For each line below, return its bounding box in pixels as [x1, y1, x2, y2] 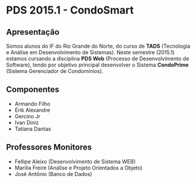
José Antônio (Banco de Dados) [14, 170, 92, 177]
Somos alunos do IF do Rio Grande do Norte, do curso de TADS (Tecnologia [6, 42, 190, 49]
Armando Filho [14, 100, 51, 107]
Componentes [6, 85, 60, 95]
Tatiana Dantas [14, 125, 51, 132]
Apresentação [6, 27, 60, 37]
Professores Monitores [6, 142, 92, 152]
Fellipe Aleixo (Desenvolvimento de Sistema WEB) [14, 158, 136, 165]
